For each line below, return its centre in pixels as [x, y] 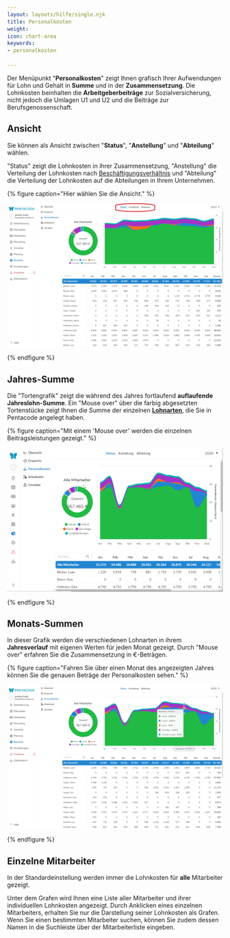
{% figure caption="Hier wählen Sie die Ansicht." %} [81, 193]
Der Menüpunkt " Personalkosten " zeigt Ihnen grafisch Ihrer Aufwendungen [114, 78]
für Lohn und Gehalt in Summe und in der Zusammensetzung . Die [101, 85]
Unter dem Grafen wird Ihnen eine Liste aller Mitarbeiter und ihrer [99, 898]
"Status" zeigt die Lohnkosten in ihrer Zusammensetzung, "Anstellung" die [112, 166]
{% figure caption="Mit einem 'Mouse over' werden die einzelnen [100, 431]
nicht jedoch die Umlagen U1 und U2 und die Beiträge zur [88, 100]
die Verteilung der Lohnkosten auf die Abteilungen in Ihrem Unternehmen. [111, 180]
